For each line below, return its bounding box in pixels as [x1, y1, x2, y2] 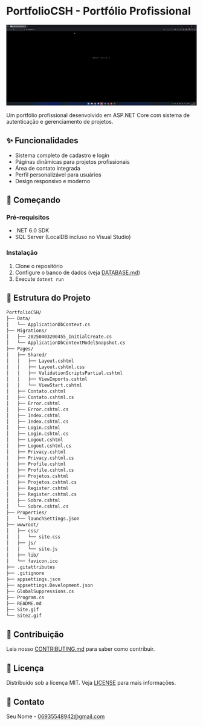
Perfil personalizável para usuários [14, 171, 101, 178]
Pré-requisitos [6, 213, 50, 221]
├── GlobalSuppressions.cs [6, 588, 74, 595]
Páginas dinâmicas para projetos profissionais [14, 158, 130, 165]
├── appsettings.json [6, 576, 61, 583]
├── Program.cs [6, 594, 45, 601]
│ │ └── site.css [6, 534, 61, 540]
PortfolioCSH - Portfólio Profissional [6, 4, 192, 18]
